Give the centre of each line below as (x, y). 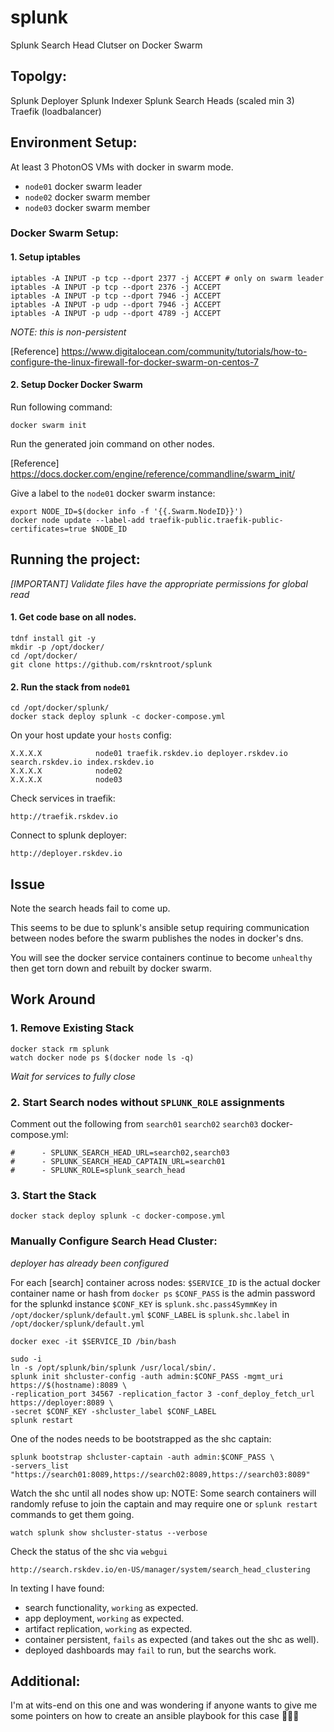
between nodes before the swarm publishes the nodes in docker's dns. (157, 938)
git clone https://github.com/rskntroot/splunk (111, 664)
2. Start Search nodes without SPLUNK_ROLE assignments (147, 1102)
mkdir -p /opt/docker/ (57, 647)
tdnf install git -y (53, 638)
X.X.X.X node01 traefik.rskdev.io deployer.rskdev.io (149, 754)
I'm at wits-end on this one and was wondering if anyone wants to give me (164, 1705)
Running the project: (75, 559)
